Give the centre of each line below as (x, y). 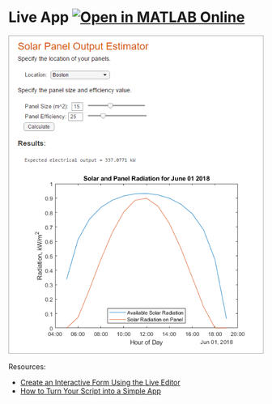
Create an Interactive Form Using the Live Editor (100, 382)
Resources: (27, 366)
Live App (39, 17)
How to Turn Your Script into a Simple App (91, 391)
